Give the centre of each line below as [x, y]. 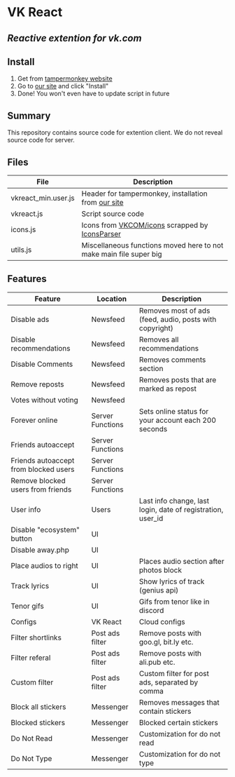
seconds [153, 428]
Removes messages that [179, 702]
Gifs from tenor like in [174, 602]
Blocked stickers [38, 722]
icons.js [23, 230]
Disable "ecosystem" [45, 529]
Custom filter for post [174, 673]
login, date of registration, [181, 509]
